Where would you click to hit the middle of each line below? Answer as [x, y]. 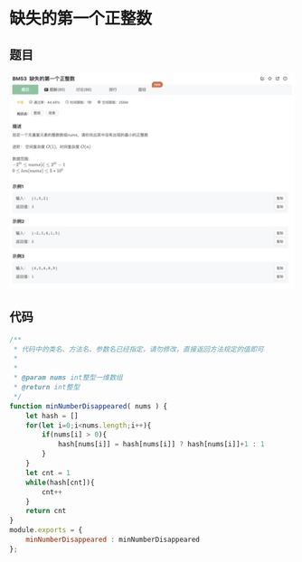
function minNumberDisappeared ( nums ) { [89, 406]
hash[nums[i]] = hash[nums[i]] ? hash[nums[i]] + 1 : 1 [161, 445]
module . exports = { [46, 530]
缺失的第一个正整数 [81, 19]
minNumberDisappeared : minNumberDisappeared [113, 540]
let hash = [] [52, 416]
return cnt [46, 511]
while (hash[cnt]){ [60, 482]
